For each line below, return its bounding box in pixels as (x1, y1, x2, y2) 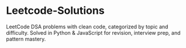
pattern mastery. (6, 35, 46, 42)
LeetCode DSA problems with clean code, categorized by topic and (6, 23, 168, 30)
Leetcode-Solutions (6, 4, 105, 17)
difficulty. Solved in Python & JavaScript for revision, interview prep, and (6, 29, 181, 36)
